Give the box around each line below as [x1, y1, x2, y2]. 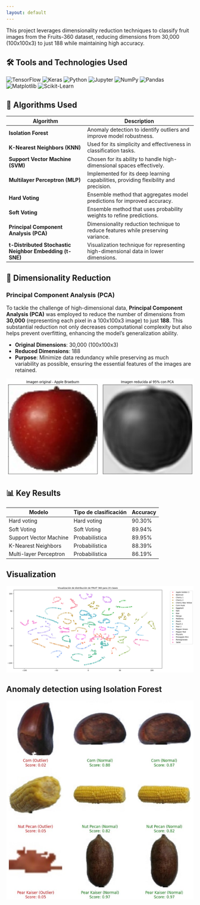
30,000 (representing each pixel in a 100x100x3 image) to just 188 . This [6, 317, 183, 324]
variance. [87, 233, 110, 240]
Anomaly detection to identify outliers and [87, 126, 190, 133]
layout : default [6, 10, 46, 16]
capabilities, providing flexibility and [87, 176, 175, 183]
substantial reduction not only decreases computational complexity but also [6, 323, 192, 331]
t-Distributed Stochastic [8, 241, 71, 248]
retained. [14, 366, 37, 373]
